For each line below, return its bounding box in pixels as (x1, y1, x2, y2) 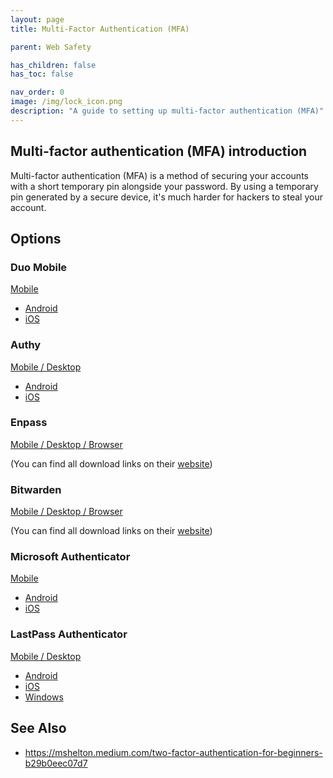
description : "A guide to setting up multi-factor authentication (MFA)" (10, 106, 325, 116)
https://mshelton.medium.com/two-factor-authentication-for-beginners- (24, 746, 323, 758)
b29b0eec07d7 (24, 757, 88, 769)
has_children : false (10, 60, 97, 70)
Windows (24, 691, 64, 703)
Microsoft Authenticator (10, 550, 131, 564)
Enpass (10, 416, 48, 430)
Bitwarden (10, 482, 62, 496)
